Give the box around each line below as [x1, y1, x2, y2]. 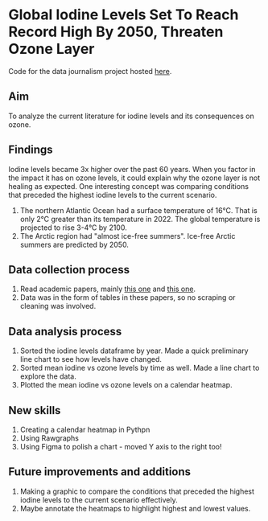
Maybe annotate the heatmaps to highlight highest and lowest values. [19, 503, 251, 513]
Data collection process [8, 263, 130, 277]
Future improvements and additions [8, 465, 192, 479]
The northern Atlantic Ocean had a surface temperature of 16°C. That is [19, 205, 258, 215]
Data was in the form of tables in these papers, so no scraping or [19, 293, 236, 302]
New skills [8, 404, 61, 417]
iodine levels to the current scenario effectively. [19, 494, 179, 504]
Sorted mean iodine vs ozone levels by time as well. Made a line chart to [19, 363, 260, 373]
